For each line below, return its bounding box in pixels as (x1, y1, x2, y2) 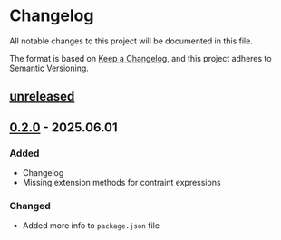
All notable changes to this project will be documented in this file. (9, 35, 254, 46)
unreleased (9, 89, 75, 104)
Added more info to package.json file (22, 220, 160, 231)
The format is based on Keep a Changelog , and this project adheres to (9, 53, 272, 63)
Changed (9, 199, 52, 212)
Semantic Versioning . (9, 62, 89, 73)
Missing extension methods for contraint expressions (22, 178, 221, 188)
